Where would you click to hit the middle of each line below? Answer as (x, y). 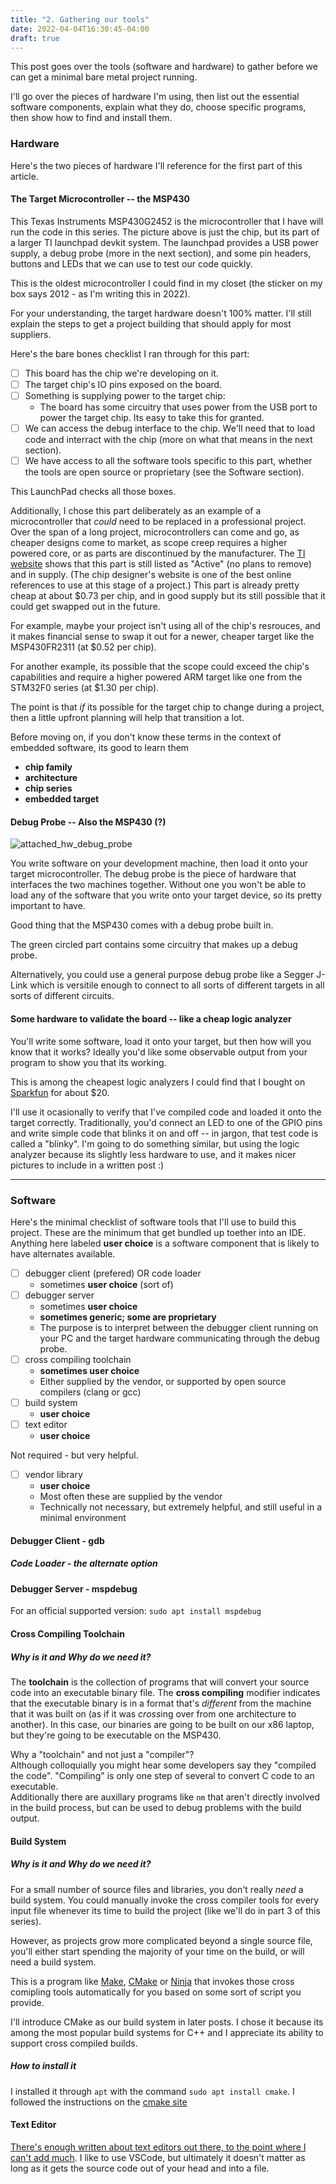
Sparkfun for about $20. (60, 1092)
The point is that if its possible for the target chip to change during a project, (167, 707)
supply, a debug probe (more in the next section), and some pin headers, (161, 253)
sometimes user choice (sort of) (106, 1284)
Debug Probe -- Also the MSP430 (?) (88, 822)
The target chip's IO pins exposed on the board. (123, 384)
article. (24, 176)
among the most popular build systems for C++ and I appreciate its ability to (167, 2032)
